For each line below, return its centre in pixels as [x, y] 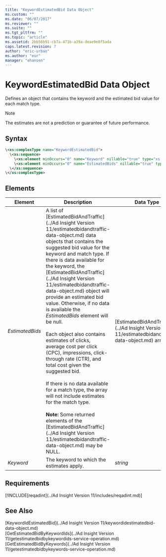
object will [98, 291]
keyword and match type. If [78, 254]
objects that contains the [75, 241]
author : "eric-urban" [27, 51]
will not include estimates [75, 396]
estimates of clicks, [68, 340]
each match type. [23, 104]
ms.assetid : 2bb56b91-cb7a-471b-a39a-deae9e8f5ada [58, 42]
